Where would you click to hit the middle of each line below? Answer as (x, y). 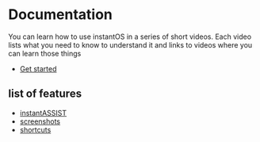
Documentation (61, 15)
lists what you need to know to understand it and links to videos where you (130, 44)
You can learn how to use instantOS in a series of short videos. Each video (130, 36)
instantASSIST (43, 113)
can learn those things (45, 53)
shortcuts (35, 129)
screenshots (40, 121)
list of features (45, 94)
